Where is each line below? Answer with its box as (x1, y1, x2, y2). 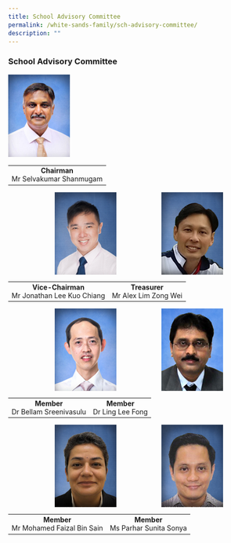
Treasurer (130, 282, 164, 292)
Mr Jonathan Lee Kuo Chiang (11, 290, 106, 300)
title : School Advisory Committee (8, 13, 121, 20)
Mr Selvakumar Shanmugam (11, 174, 103, 184)
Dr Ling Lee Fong (92, 406, 149, 416)
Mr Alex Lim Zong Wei (111, 290, 182, 300)
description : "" (8, 29, 61, 37)
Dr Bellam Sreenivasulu (11, 406, 87, 416)
